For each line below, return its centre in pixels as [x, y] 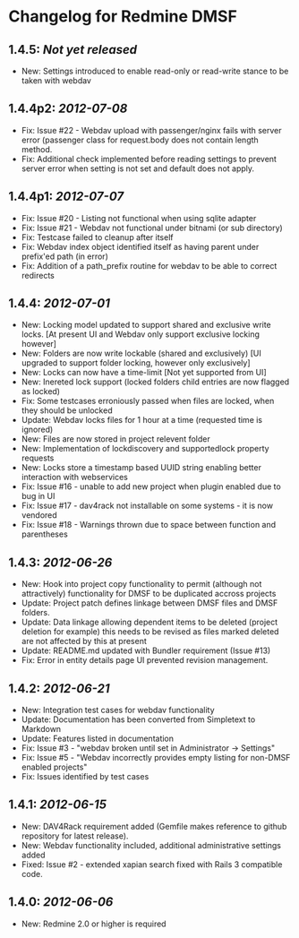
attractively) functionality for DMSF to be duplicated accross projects [149, 594]
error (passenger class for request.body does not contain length [140, 140]
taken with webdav [56, 81]
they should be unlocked [67, 410]
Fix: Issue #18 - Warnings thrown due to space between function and [149, 525]
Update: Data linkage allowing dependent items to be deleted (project [149, 622]
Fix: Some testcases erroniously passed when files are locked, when [148, 401]
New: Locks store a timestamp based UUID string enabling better [141, 468]
